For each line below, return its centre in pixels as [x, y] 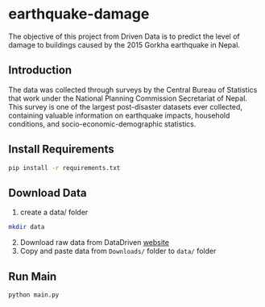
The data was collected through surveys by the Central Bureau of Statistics [133, 89]
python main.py [34, 295]
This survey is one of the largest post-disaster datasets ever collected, [126, 106]
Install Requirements [61, 149]
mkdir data [27, 227]
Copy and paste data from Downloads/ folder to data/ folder [118, 251]
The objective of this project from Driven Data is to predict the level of [124, 36]
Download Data [48, 193]
